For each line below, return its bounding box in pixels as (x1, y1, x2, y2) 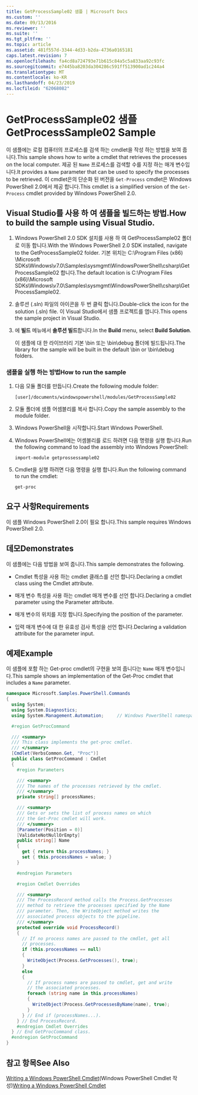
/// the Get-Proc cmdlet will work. (16, 815, 107, 821)
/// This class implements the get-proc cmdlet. (11, 739, 133, 745)
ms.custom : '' (6, 14, 41, 20)
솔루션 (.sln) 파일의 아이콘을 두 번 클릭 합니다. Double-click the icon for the (14, 300, 189, 307)
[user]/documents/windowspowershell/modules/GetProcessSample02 (14, 394, 176, 400)
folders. (14, 352, 34, 359)
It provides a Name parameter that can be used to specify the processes (16, 168, 190, 175)
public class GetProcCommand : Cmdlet (11, 756, 107, 762)
